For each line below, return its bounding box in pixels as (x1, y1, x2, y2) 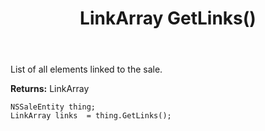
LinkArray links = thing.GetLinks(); (10, 111, 172, 121)
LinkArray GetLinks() (79, 7, 257, 30)
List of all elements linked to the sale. (10, 63, 163, 76)
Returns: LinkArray (10, 83, 90, 95)
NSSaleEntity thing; (10, 102, 97, 112)
